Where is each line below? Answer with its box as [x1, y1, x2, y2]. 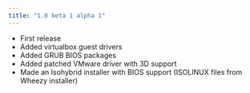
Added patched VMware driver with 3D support [19, 59, 177, 68]
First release [19, 33, 62, 43]
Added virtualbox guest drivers [19, 41, 123, 52]
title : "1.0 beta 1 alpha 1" [8, 11, 106, 20]
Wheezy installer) [19, 76, 79, 85]
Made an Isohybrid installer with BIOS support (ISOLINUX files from [19, 67, 243, 76]
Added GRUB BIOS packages [19, 50, 117, 60]
